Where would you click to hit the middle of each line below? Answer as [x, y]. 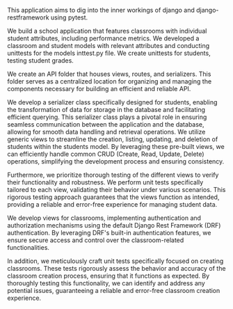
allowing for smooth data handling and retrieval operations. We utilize [106, 132]
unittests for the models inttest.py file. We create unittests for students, [109, 53]
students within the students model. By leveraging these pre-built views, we [116, 146]
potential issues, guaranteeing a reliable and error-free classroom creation [114, 291]
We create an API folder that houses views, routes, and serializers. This [109, 74]
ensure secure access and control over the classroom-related [96, 240]
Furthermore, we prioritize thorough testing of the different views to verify [113, 175]
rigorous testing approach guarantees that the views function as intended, [113, 197]
